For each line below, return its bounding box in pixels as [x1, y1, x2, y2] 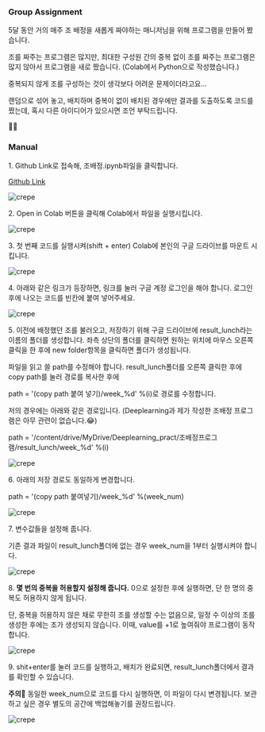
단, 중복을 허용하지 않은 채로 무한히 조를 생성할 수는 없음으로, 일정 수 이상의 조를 [8, 610, 255, 619]
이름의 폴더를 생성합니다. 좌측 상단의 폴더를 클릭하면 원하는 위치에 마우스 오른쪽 [8, 335, 254, 344]
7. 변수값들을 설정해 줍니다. [8, 524, 92, 533]
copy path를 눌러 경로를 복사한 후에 [8, 372, 120, 381]
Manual [8, 141, 38, 153]
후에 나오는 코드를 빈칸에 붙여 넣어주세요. [8, 292, 136, 302]
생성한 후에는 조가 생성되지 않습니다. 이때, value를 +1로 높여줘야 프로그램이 [8, 619, 240, 629]
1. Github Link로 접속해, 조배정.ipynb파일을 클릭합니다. [8, 161, 179, 170]
